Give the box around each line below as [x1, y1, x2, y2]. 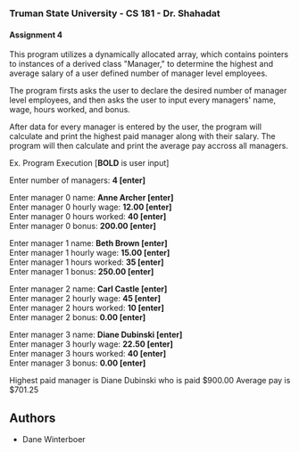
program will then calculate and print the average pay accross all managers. [9, 141, 288, 152]
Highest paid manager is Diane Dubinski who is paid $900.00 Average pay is [9, 375, 291, 386]
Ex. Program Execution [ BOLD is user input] [9, 158, 170, 168]
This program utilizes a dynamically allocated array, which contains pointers [9, 49, 288, 60]
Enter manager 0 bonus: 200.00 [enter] [9, 221, 156, 232]
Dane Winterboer [21, 433, 87, 444]
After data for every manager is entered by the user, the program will [9, 121, 262, 132]
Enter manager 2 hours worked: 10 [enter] [9, 302, 165, 314]
